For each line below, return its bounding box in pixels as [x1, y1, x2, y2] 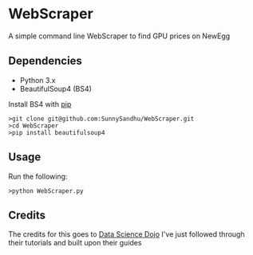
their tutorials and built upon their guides [8, 238, 142, 248]
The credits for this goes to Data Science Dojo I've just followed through [8, 229, 245, 239]
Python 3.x [19, 75, 56, 84]
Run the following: [8, 171, 68, 181]
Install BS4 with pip [8, 99, 72, 108]
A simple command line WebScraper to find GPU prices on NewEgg [8, 31, 231, 41]
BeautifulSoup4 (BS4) [19, 84, 92, 93]
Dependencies [8, 54, 82, 68]
